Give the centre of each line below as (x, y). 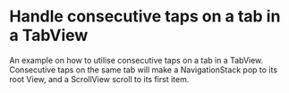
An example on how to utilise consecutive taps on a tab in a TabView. (136, 60)
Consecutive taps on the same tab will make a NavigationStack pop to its (144, 70)
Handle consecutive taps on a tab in (145, 17)
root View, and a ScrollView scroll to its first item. (99, 79)
